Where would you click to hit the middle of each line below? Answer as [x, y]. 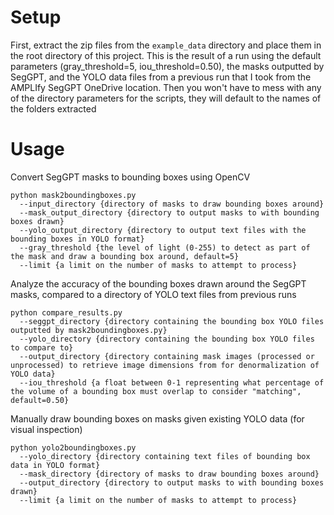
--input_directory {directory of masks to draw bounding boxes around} [172, 204]
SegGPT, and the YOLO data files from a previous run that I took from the [161, 77]
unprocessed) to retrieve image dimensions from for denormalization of [165, 365]
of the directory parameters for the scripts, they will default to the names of [166, 98]
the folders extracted [53, 108]
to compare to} [42, 347]
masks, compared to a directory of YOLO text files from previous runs [153, 294]
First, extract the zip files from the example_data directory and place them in [166, 45]
